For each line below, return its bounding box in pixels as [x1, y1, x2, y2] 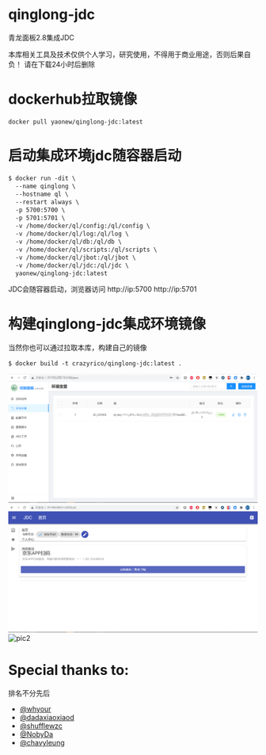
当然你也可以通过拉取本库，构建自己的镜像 [8, 342, 147, 352]
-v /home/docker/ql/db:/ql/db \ [15, 238, 123, 246]
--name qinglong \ [15, 182, 77, 190]
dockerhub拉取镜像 [8, 90, 137, 109]
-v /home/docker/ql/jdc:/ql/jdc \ [15, 261, 129, 269]
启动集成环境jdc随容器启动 [8, 147, 182, 165]
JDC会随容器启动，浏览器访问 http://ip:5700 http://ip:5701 [8, 284, 197, 294]
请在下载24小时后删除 [23, 59, 96, 69]
